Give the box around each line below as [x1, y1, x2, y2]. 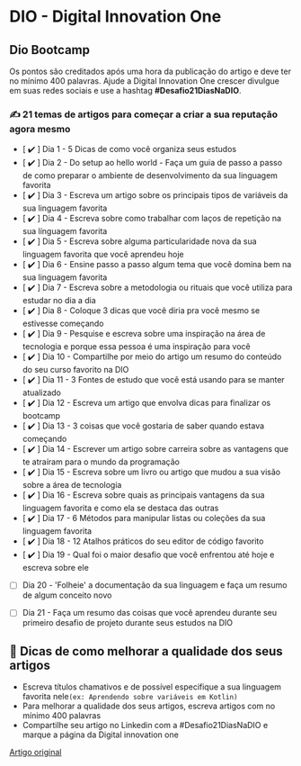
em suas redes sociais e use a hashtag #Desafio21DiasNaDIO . [9, 86, 242, 95]
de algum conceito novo [22, 590, 112, 600]
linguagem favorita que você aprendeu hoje [22, 249, 184, 260]
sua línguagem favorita [22, 226, 108, 237]
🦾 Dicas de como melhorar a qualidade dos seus [9, 644, 283, 659]
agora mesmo [9, 122, 71, 135]
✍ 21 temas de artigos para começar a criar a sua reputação [9, 108, 279, 121]
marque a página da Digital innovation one [22, 729, 180, 740]
